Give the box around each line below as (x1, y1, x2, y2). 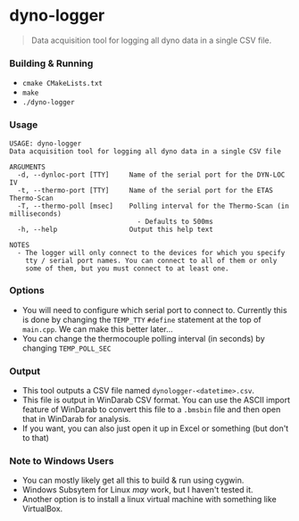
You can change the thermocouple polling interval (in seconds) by (21, 333, 265, 343)
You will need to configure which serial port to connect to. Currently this (21, 304, 287, 315)
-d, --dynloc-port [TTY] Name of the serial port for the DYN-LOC (17, 170, 286, 179)
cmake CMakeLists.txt (21, 79, 103, 88)
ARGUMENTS (9, 162, 46, 171)
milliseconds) (9, 209, 62, 219)
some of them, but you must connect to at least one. (25, 264, 229, 273)
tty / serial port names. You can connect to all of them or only (25, 256, 278, 265)
